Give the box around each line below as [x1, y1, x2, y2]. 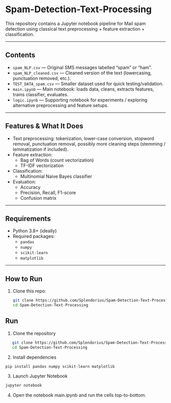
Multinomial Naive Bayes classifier [20, 173, 93, 179]
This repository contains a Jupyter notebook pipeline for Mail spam [5, 20, 146, 26]
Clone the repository [12, 330, 56, 336]
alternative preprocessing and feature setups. [12, 102, 109, 108]
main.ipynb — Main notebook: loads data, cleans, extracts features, [12, 86, 154, 92]
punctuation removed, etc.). [12, 75, 71, 81]
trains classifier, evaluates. [12, 91, 69, 97]
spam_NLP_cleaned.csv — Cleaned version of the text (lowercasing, [12, 70, 152, 76]
